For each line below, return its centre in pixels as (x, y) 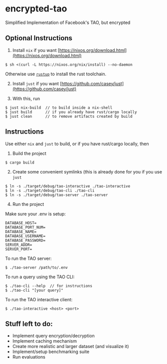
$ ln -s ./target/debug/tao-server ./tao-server (57, 195)
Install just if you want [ (37, 83)
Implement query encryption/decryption (53, 336)
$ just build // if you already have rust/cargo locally (71, 112)
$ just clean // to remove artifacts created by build (69, 116)
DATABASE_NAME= (21, 232)
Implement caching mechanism (45, 341)
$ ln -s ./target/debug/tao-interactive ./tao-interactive (68, 186)
